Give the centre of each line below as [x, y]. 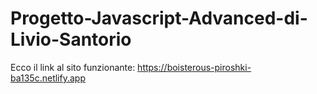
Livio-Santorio [71, 39]
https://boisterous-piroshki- [194, 67]
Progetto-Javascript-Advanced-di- [159, 18]
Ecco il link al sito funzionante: [73, 67]
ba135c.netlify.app [48, 78]
